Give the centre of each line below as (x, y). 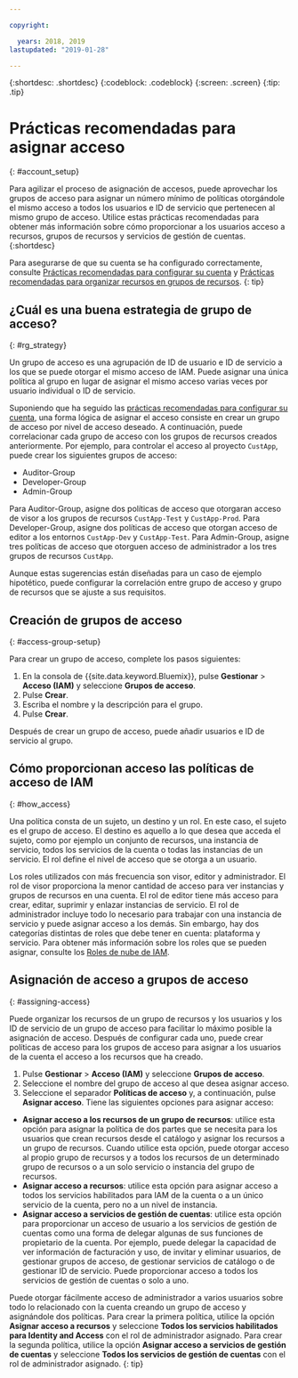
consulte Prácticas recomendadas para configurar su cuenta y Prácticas (142, 272)
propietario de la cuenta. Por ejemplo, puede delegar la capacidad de (149, 1242)
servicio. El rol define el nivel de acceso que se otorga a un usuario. (133, 859)
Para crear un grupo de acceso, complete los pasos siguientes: (125, 659)
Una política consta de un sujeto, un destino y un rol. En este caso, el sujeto (148, 821)
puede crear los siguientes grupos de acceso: (93, 456)
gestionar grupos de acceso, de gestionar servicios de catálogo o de (149, 1261)
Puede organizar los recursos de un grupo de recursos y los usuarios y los (146, 1018)
